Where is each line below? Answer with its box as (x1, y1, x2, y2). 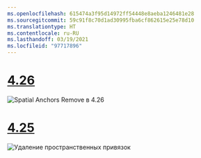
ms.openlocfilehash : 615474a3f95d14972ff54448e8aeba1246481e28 (7, 10, 195, 17)
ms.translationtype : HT (7, 23, 77, 30)
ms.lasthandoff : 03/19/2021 (7, 36, 89, 43)
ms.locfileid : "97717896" (7, 42, 82, 49)
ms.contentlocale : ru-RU (7, 29, 79, 37)
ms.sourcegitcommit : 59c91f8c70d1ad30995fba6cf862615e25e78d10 (7, 17, 195, 24)
